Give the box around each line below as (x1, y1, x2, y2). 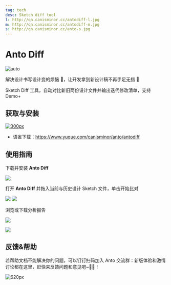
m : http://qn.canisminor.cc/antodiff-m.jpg (5, 22, 100, 27)
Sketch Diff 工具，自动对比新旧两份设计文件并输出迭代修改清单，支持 (5, 87, 151, 93)
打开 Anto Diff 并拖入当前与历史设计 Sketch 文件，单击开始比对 (5, 185, 139, 192)
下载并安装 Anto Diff (5, 165, 49, 171)
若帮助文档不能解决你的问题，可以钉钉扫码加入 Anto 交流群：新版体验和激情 (5, 257, 166, 263)
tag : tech (5, 7, 27, 13)
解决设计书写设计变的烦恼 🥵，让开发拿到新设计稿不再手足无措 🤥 (5, 77, 140, 83)
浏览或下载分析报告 (5, 206, 46, 213)
